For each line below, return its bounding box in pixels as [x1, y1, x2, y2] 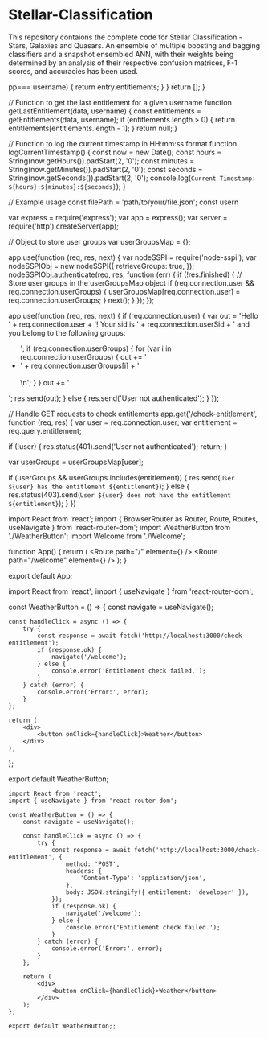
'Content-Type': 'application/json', [79, 874, 206, 882]
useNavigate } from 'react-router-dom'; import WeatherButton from [8, 522, 231, 532]
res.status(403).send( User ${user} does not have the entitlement [8, 489, 231, 500]
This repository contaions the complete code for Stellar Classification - [8, 32, 243, 42]
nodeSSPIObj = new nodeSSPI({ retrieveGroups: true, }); [8, 261, 195, 270]
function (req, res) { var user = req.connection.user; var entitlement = [8, 417, 238, 427]
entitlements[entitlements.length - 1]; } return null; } [8, 123, 178, 133]
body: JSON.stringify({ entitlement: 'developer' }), [65, 888, 250, 896]
